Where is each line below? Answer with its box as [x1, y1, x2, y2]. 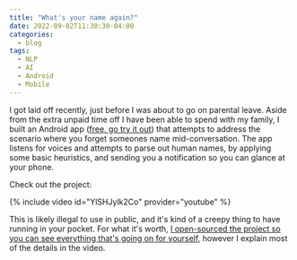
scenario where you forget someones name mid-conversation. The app [9, 133, 273, 143]
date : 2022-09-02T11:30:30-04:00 [9, 22, 135, 30]
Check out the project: [9, 178, 92, 189]
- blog [17, 38, 42, 48]
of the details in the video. [9, 242, 106, 253]
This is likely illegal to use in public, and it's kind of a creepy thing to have [9, 213, 281, 224]
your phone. [9, 161, 55, 172]
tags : [9, 47, 30, 56]
